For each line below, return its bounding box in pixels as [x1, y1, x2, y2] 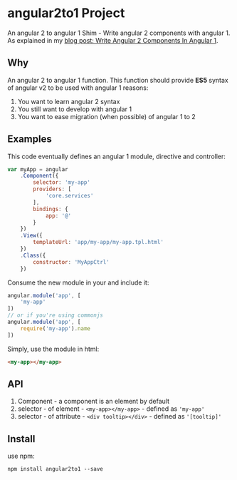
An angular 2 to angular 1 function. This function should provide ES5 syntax [7, 76, 229, 84]
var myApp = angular [7, 165, 69, 173]
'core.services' [45, 193, 94, 200]
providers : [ [33, 185, 72, 193]
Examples [7, 133, 52, 145]
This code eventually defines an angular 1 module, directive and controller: [7, 152, 226, 160]
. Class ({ [20, 252, 46, 259]
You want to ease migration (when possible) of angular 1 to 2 [17, 112, 196, 121]
